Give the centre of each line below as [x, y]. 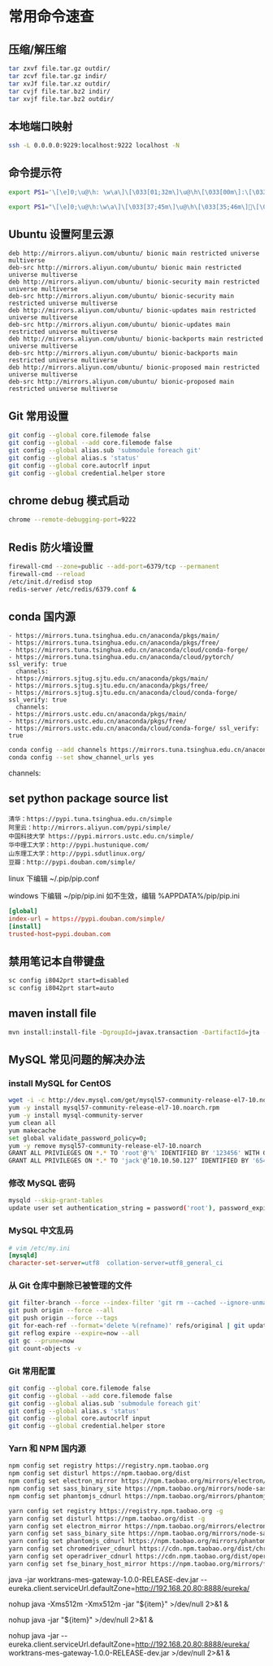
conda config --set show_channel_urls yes [81, 758]
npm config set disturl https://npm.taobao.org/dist [100, 1474]
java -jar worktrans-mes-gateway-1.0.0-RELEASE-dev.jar [104, 1579]
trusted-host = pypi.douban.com [60, 934]
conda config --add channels [58, 750]
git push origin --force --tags [63, 1318]
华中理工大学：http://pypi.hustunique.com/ [79, 845]
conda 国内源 [42, 616]
